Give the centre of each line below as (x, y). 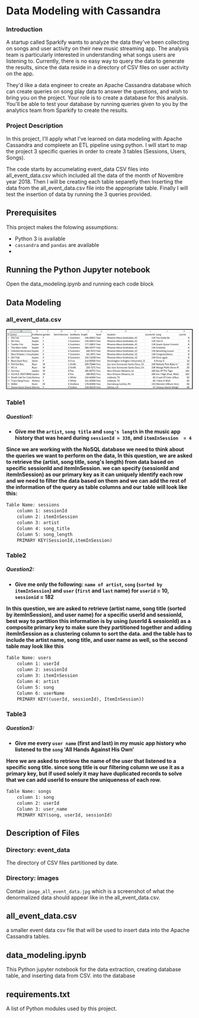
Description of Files (43, 833)
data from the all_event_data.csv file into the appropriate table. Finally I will (97, 188)
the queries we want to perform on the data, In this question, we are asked (99, 455)
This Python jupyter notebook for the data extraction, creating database (94, 969)
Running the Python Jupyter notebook (78, 270)
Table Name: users (29, 658)
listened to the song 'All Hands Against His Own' (74, 749)
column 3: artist (38, 522)
